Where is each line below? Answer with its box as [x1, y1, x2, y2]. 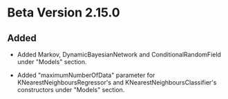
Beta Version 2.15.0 [7, 5, 120, 21]
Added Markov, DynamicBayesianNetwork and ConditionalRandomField [17, 50, 221, 58]
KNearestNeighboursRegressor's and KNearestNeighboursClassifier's [17, 78, 217, 87]
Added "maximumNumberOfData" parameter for [17, 71, 155, 79]
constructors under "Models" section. [17, 86, 125, 93]
